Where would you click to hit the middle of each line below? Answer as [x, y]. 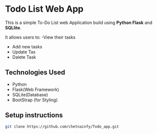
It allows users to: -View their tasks [40, 37]
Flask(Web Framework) [36, 89]
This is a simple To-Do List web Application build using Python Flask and [79, 22]
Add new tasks [27, 46]
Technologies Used [35, 73]
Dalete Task [24, 57]
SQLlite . [13, 27]
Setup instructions [34, 115]
